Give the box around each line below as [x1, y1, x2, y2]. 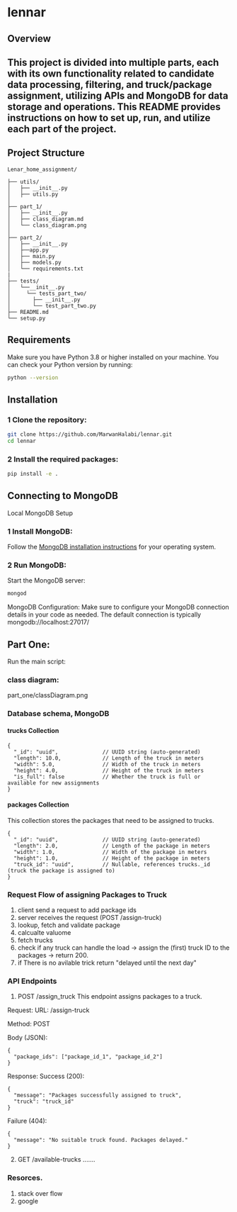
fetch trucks [17, 936, 53, 945]
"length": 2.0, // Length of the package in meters [13, 842, 211, 849]
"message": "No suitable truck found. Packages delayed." [13, 1137, 189, 1144]
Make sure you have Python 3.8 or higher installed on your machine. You [7, 352, 219, 361]
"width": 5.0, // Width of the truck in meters [13, 761, 201, 768]
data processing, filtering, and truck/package [7, 79, 212, 91]
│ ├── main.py [7, 252, 55, 259]
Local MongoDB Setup [7, 508, 73, 517]
